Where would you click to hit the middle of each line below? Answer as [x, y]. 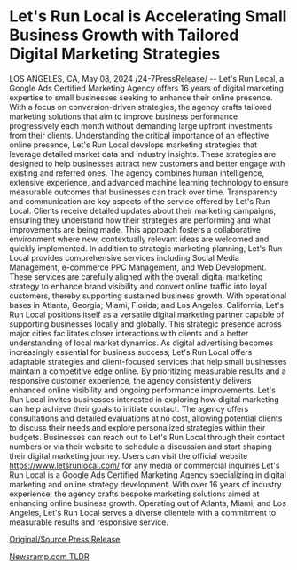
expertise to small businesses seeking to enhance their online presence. [141, 97]
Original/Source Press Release [65, 539]
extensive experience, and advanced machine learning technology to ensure [149, 182]
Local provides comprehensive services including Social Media [124, 257]
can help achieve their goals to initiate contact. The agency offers [129, 408]
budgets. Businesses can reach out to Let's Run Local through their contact [147, 437]
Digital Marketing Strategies [115, 54]
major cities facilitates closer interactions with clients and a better [129, 333]
